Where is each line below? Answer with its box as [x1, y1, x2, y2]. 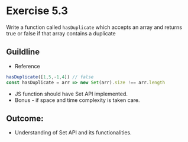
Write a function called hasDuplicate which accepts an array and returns [6, 24, 182, 31]
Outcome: [6, 113, 44, 123]
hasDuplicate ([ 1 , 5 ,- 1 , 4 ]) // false [6, 74, 94, 80]
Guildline [6, 47, 40, 57]
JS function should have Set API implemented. [14, 90, 128, 97]
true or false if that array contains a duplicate [6, 29, 116, 37]
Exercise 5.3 [6, 4, 68, 18]
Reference [14, 62, 40, 70]
